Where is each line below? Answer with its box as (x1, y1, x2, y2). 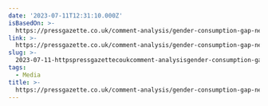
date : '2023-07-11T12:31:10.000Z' (8, 11, 124, 20)
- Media (15, 71, 41, 79)
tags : (8, 64, 26, 72)
